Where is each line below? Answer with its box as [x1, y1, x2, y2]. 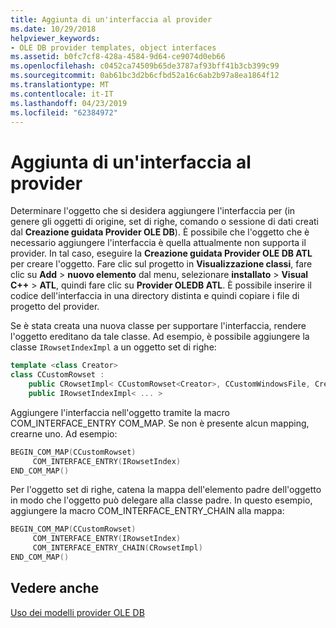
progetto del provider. [10, 301, 100, 313]
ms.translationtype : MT [10, 80, 110, 90]
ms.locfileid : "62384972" [10, 107, 118, 118]
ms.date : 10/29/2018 [10, 24, 97, 34]
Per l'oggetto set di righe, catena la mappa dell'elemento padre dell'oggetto [10, 484, 322, 496]
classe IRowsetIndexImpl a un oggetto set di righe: [10, 341, 217, 353]
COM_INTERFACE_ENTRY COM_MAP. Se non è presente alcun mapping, [10, 417, 310, 429]
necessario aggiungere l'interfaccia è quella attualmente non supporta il [10, 237, 307, 249]
